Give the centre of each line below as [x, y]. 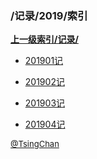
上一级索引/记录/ [44, 39]
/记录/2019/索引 [49, 15]
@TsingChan [35, 144]
